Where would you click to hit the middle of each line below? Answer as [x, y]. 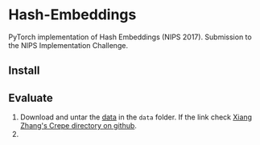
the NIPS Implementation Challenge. [68, 45]
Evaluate [31, 98]
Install [24, 71]
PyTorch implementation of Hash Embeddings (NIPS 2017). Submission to [130, 37]
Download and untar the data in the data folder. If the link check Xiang [136, 117]
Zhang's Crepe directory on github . [78, 126]
